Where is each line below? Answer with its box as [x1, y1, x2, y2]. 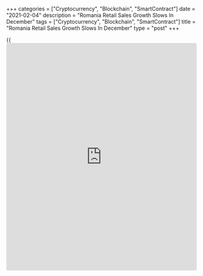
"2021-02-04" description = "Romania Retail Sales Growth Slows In [6, 12, 174, 19]
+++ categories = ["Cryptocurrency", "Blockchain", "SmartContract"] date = [6, 5, 196, 12]
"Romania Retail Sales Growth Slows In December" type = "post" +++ [6, 24, 179, 32]
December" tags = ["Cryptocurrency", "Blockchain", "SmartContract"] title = [6, 18, 196, 25]
